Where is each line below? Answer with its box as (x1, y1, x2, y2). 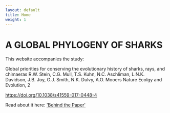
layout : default (5, 7, 40, 13)
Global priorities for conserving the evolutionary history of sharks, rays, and (5, 66, 165, 72)
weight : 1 (5, 17, 27, 22)
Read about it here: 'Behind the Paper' (5, 102, 86, 108)
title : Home (5, 12, 31, 17)
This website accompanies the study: (5, 56, 84, 62)
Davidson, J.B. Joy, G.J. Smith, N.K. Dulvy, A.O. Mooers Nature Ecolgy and (5, 77, 162, 83)
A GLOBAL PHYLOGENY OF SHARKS (5, 39, 163, 51)
